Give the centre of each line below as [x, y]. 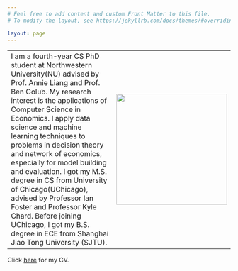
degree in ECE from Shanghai [60, 233]
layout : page [27, 33]
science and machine [46, 127]
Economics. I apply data [51, 118]
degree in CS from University [59, 180]
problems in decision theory [57, 145]
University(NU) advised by [55, 74]
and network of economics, [57, 154]
